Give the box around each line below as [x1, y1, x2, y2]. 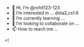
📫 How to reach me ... [11, 26, 58, 32]
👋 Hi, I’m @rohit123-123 [11, 5, 60, 10]
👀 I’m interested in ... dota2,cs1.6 [11, 10, 79, 16]
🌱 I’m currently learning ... [11, 15, 65, 21]
